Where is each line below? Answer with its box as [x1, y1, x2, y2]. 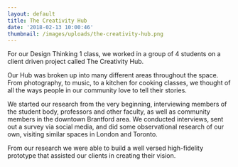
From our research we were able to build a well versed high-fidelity [7, 144, 204, 153]
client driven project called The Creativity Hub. [7, 58, 144, 66]
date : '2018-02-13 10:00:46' [7, 23, 94, 31]
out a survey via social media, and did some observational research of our [7, 122, 225, 131]
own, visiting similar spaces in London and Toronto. [7, 130, 158, 139]
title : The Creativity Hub [7, 17, 87, 24]
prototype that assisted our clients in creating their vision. [7, 151, 176, 160]
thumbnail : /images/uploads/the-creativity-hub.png [7, 30, 163, 38]
